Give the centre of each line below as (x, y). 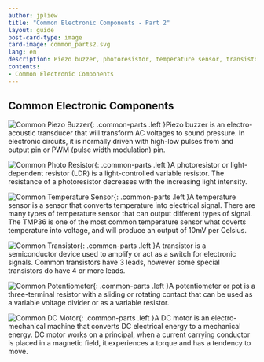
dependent (26, 173)
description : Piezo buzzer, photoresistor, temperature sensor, (115, 60)
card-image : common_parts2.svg (59, 45)
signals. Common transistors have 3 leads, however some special (114, 262)
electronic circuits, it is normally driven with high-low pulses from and (121, 142)
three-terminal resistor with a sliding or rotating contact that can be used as (130, 294)
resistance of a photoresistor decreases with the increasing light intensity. (128, 182)
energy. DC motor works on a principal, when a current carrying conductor (129, 334)
